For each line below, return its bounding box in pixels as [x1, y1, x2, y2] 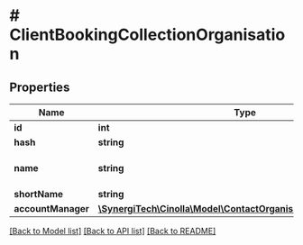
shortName [14, 188, 64, 200]
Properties [9, 79, 70, 95]
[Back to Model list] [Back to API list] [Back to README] [9, 226, 216, 236]
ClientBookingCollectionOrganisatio [9, 24, 286, 45]
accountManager [14, 203, 90, 214]
